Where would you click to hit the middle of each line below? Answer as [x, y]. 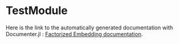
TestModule [37, 11]
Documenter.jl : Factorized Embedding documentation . [74, 34]
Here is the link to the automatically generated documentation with [89, 28]
